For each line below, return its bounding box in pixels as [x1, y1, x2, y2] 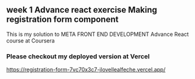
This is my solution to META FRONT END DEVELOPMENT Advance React [6, 30, 189, 38]
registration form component [6, 15, 119, 25]
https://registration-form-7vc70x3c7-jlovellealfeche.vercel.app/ [6, 66, 166, 74]
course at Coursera [6, 36, 55, 44]
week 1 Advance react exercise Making [6, 5, 157, 15]
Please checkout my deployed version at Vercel [6, 52, 151, 60]
